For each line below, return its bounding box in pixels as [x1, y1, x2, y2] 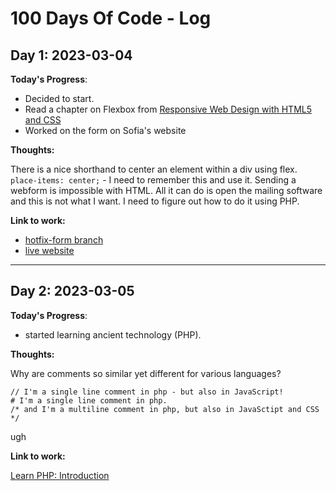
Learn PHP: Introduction [10, 469, 110, 481]
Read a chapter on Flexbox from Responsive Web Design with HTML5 [24, 103, 313, 115]
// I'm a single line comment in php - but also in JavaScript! [10, 387, 284, 397]
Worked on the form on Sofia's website [24, 125, 187, 136]
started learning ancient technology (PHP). [24, 328, 202, 341]
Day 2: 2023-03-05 [10, 283, 135, 300]
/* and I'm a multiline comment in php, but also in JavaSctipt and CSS [10, 404, 320, 414]
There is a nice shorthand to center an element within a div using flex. [10, 163, 298, 175]
